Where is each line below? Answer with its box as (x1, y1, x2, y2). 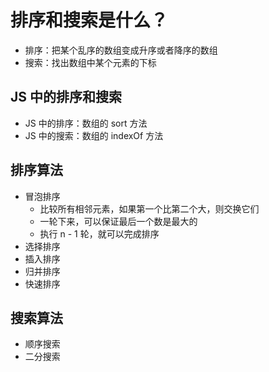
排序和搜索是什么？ (10, 9, 169, 32)
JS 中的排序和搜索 (10, 89, 122, 106)
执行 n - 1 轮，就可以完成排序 (39, 227, 160, 240)
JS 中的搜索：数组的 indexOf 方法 (24, 129, 164, 141)
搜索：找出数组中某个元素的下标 (24, 56, 157, 68)
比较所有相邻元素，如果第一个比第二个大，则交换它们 (39, 202, 260, 215)
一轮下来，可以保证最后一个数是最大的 (39, 215, 198, 227)
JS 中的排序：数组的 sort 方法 (24, 117, 148, 129)
